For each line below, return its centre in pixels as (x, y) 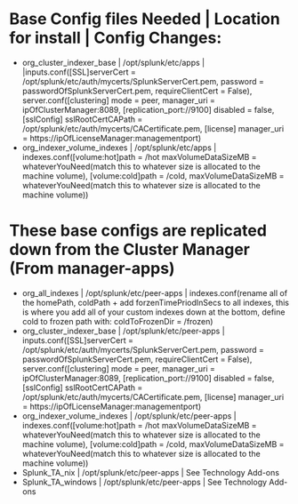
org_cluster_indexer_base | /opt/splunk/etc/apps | (113, 62)
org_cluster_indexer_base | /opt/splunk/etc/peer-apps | (123, 331)
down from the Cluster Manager (130, 250)
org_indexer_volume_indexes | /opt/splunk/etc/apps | (119, 148)
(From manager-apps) (92, 269)
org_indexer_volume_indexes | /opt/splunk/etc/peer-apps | (129, 416)
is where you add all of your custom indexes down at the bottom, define (153, 312)
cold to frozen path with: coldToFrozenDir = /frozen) (117, 321)
